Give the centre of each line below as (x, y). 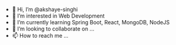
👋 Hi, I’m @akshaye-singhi (45, 9)
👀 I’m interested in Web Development (58, 16)
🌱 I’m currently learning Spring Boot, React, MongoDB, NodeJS (91, 22)
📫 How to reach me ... (40, 36)
